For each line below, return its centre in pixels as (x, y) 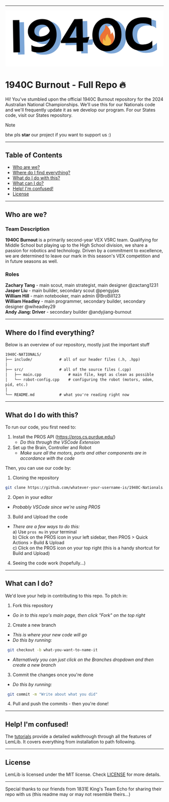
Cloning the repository (36, 478)
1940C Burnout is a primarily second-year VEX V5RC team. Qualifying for (82, 240)
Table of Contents (34, 155)
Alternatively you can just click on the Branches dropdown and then (83, 660)
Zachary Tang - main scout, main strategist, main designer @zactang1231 (82, 285)
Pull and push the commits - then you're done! (61, 704)
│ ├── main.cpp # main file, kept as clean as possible (80, 375)
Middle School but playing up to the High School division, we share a (76, 245)
